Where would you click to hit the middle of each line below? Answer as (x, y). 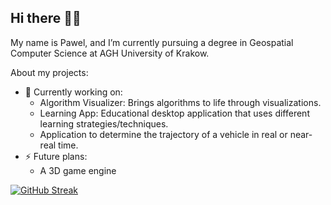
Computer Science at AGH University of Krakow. (110, 53)
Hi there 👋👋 (46, 18)
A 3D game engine (78, 170)
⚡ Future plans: (56, 156)
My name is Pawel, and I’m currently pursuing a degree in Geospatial (152, 42)
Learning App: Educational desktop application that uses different (174, 113)
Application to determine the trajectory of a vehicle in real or (163, 134)
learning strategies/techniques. (104, 123)
